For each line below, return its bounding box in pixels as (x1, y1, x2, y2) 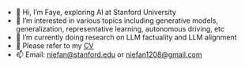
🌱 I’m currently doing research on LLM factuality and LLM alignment (15, 32, 237, 42)
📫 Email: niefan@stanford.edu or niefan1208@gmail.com (15, 50, 202, 59)
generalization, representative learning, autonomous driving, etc (15, 24, 225, 33)
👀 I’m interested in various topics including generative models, (15, 16, 219, 25)
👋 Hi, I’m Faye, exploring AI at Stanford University (15, 8, 176, 17)
